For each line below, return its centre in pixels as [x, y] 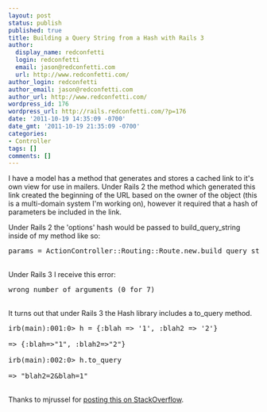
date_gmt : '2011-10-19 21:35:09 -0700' [74, 126]
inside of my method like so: [54, 236]
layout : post [30, 15]
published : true [35, 30]
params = [25, 251]
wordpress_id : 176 [39, 104]
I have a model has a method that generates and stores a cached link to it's [131, 179]
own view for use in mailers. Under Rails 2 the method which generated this [132, 187]
